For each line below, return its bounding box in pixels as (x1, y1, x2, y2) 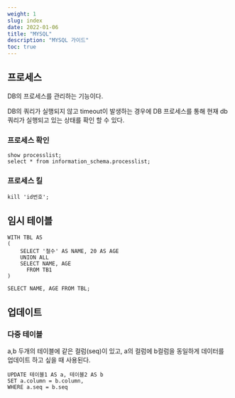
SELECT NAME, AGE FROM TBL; (7, 285, 91, 292)
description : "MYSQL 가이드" (7, 37, 89, 44)
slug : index (7, 17, 43, 24)
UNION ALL (20, 254, 50, 262)
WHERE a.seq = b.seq (7, 383, 69, 391)
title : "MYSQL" (7, 30, 53, 38)
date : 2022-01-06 (7, 23, 59, 31)
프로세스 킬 (7, 176, 43, 185)
